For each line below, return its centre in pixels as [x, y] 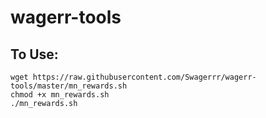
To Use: [34, 54]
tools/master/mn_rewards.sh [69, 86]
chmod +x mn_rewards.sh [60, 95]
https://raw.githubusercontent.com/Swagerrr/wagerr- [144, 77]
